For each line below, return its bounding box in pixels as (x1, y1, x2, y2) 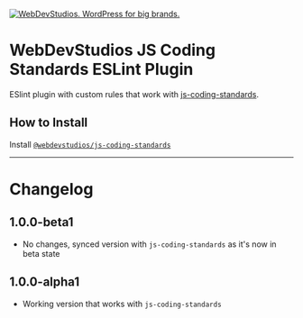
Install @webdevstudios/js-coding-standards (9, 139, 171, 150)
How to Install (9, 115, 88, 131)
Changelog (9, 178, 94, 199)
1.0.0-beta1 (9, 214, 74, 230)
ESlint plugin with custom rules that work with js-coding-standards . (9, 88, 260, 99)
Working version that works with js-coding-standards (22, 298, 223, 309)
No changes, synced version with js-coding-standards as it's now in (22, 239, 277, 250)
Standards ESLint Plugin (9, 59, 194, 80)
